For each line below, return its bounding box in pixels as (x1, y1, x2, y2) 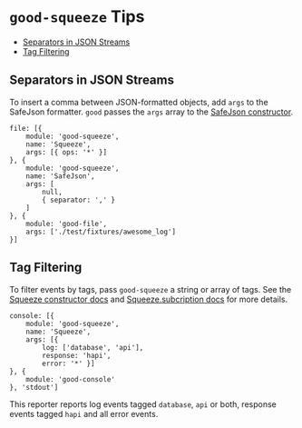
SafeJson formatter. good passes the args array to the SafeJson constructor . (9, 106, 294, 117)
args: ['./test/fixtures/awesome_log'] (25, 227, 177, 236)
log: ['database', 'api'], (42, 343, 144, 352)
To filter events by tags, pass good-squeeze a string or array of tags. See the (9, 284, 292, 294)
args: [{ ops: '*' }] (25, 147, 107, 156)
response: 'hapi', (42, 351, 112, 360)
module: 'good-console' (25, 374, 116, 383)
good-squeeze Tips (9, 6, 145, 27)
